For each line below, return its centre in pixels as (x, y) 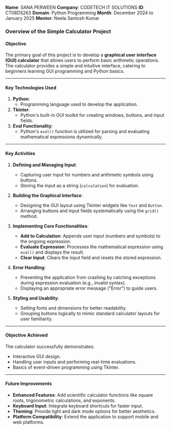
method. (29, 216)
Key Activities (20, 153)
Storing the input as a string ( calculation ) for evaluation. (80, 185)
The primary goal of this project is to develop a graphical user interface (81, 55)
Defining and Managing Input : (45, 165)
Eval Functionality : (33, 126)
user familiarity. (36, 319)
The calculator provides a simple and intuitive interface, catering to (76, 66)
